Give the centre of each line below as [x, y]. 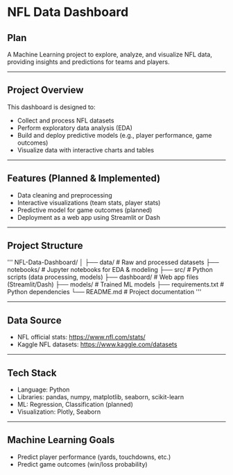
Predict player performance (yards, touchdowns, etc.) [94, 457]
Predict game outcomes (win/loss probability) [82, 464]
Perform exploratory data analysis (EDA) [75, 128]
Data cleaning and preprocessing [64, 195]
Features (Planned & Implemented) [84, 178]
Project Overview [45, 90]
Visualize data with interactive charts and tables [86, 150]
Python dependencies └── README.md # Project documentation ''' [104, 292]
